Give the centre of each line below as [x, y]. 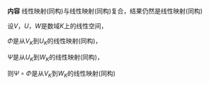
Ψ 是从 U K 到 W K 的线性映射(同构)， [56, 58]
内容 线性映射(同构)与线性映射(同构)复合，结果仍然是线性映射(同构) [105, 11]
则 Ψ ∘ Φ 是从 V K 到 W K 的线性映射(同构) [61, 74]
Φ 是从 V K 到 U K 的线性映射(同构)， [55, 41]
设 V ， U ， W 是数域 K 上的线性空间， [57, 26]
